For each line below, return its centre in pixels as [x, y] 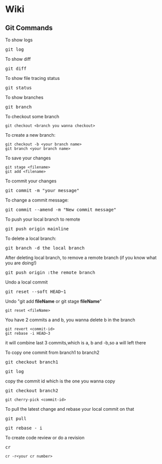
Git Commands [29, 28]
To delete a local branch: [31, 238]
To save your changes [28, 158]
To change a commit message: [37, 200]
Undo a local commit [27, 282]
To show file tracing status [33, 78]
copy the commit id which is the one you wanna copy [60, 381]
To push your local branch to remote [43, 219]
